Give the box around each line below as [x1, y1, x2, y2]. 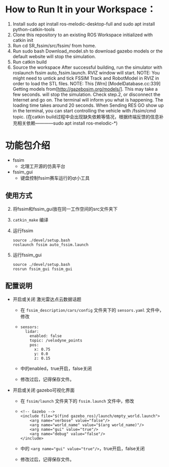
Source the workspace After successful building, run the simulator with [12, 64, 162, 70]
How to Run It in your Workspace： [5, 4, 156, 15]
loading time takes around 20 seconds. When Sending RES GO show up [12, 102, 164, 108]
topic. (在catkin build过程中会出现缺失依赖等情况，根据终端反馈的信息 [12, 113, 159, 119]
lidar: [25, 329, 39, 334]
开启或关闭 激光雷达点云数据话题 [12, 296, 82, 302]
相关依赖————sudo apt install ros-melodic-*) [17, 120, 118, 126]
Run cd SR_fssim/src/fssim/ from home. [12, 42, 96, 48]
